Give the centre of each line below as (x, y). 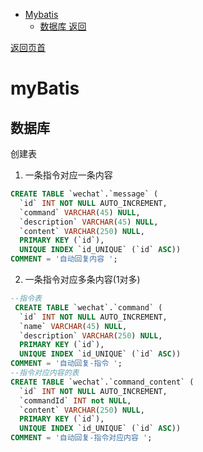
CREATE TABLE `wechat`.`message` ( (84, 194)
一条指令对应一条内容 (68, 175)
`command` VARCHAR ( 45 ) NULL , (80, 212)
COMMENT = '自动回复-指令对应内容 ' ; (81, 438)
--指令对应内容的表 (45, 373)
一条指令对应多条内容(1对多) (82, 279)
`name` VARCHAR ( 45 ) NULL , (73, 326)
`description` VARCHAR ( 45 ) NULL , (89, 222)
